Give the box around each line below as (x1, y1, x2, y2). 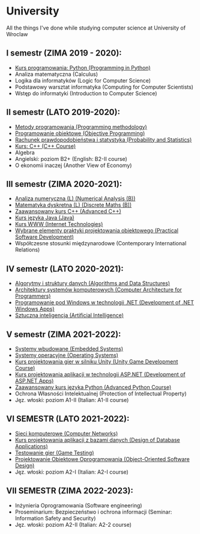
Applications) (14, 442, 48, 450)
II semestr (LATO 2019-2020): (6, 107, 120, 118)
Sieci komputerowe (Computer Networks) (14, 430, 118, 437)
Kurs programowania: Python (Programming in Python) (14, 64, 151, 71)
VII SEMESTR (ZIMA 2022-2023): (6, 486, 133, 496)
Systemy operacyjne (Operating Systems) (14, 351, 119, 359)
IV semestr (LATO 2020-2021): (6, 263, 124, 274)
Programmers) (14, 292, 51, 300)
